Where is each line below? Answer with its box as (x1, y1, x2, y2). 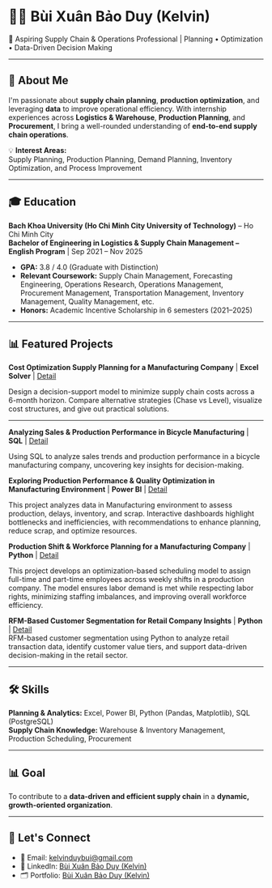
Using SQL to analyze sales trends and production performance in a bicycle (8, 452, 261, 461)
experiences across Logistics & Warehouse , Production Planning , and (8, 113, 245, 122)
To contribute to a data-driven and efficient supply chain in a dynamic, (8, 792, 249, 801)
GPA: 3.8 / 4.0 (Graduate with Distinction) (19, 262, 159, 272)
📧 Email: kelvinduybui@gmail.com (19, 852, 134, 862)
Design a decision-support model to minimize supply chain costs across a (8, 387, 255, 397)
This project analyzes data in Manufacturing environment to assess (8, 500, 233, 510)
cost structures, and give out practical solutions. (8, 404, 170, 414)
